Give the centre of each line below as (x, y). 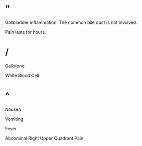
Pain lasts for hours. (26, 32)
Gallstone (15, 66)
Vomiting (14, 119)
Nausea (13, 109)
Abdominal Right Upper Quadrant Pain (44, 138)
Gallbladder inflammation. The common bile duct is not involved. (71, 22)
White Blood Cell (22, 75)
